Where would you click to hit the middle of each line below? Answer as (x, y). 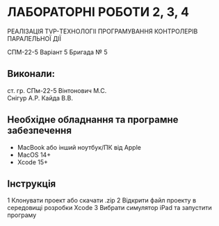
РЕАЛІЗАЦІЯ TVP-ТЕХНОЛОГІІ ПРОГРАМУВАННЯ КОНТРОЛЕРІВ (103, 31)
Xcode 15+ (33, 162)
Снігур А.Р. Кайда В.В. (40, 98)
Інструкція (32, 183)
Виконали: (31, 74)
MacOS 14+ (34, 155)
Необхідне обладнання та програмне (93, 120)
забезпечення (39, 131)
